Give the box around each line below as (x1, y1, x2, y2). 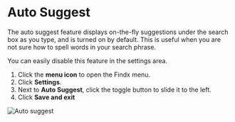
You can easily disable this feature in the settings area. (7, 56, 168, 65)
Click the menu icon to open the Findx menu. (17, 70, 151, 79)
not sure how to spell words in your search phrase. (7, 43, 157, 51)
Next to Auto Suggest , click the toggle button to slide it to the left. (17, 85, 211, 94)
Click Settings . (17, 77, 62, 86)
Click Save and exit (17, 93, 75, 101)
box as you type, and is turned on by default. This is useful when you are (7, 35, 221, 43)
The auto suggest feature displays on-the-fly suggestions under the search (7, 28, 229, 36)
